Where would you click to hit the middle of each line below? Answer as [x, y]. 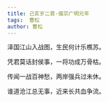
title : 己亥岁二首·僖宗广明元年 [48, 14]
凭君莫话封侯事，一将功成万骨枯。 [56, 62]
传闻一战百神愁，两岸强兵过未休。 [56, 76]
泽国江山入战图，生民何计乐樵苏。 [56, 47]
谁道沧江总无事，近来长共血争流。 [56, 92]
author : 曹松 [25, 26]
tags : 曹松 [23, 20]
